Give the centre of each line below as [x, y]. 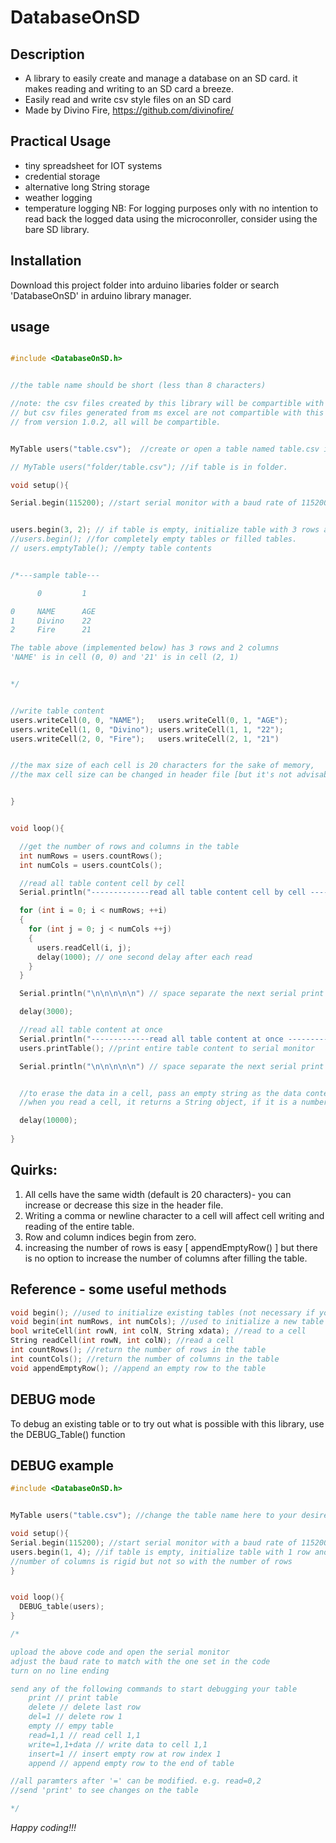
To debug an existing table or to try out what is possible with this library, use [167, 1423]
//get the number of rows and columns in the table [129, 846]
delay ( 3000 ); [46, 1012]
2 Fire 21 [51, 630]
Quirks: [34, 1170]
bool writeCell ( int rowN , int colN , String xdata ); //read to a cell [158, 1331]
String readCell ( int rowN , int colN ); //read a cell [122, 1341]
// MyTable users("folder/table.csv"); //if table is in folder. [149, 467]
